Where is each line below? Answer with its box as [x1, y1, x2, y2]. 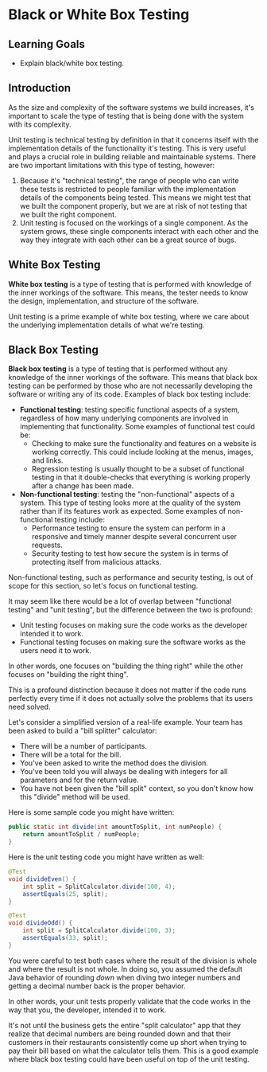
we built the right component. [19, 209, 117, 219]
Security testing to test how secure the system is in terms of [31, 549, 229, 558]
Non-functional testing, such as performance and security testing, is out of [8, 573, 253, 582]
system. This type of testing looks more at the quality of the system [19, 498, 241, 507]
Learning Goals [8, 37, 86, 51]
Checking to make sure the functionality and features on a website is [31, 439, 257, 448]
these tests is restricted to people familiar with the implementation [19, 184, 237, 194]
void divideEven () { [8, 874, 77, 883]
